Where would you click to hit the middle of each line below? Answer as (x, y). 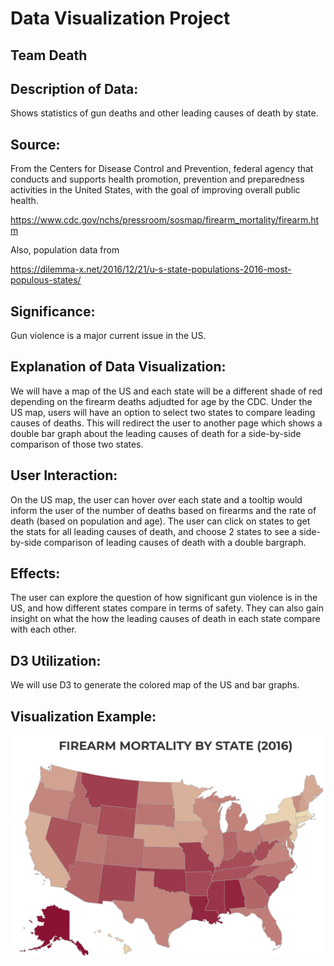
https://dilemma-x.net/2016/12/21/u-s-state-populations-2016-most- (151, 269)
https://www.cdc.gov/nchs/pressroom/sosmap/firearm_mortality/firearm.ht (165, 220)
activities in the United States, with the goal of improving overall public (155, 190)
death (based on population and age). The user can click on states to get (160, 521)
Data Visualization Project (120, 18)
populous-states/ (46, 280)
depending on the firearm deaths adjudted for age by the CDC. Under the (161, 401)
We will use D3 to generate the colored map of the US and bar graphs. (155, 685)
